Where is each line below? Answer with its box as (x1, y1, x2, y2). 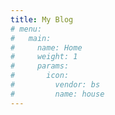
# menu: (10, 24, 43, 34)
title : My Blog (10, 14, 74, 25)
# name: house (10, 89, 105, 99)
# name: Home (10, 42, 83, 53)
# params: (10, 61, 70, 71)
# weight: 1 (10, 52, 78, 62)
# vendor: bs (10, 80, 101, 90)
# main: (10, 33, 52, 43)
